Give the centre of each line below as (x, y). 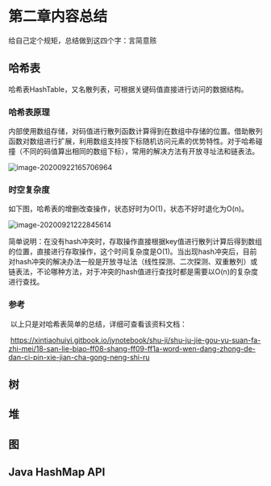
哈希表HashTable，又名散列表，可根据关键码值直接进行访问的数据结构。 (128, 89)
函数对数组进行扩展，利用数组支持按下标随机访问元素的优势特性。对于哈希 (132, 141)
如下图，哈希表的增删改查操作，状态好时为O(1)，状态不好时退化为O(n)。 (128, 209)
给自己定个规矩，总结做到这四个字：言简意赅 (83, 40)
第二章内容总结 (58, 17)
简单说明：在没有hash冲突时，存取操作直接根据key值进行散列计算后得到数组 (135, 242)
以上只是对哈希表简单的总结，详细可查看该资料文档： (98, 324)
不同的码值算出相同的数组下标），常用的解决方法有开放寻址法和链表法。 (141, 152)
